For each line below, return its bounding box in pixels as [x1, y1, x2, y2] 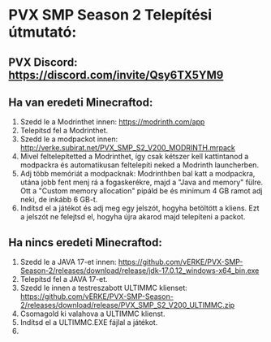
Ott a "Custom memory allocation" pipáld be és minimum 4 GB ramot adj [19, 186, 263, 196]
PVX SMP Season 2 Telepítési [8, 6, 213, 24]
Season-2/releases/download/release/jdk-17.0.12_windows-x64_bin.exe [19, 266, 260, 275]
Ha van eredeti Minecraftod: [8, 95, 153, 109]
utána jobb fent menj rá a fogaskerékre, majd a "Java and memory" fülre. [19, 177, 264, 188]
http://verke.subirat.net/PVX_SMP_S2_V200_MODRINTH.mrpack [19, 143, 235, 153]
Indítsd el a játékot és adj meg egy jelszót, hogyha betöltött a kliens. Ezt [19, 203, 260, 213]
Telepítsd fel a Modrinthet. [19, 126, 109, 136]
